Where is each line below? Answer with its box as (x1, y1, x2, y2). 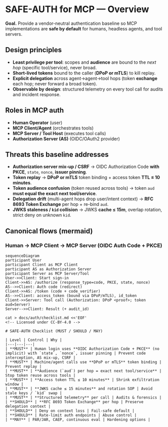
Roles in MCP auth (5, 106, 64, 115)
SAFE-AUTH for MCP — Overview (5, 4, 149, 15)
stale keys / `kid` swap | (5, 391, 62, 396)
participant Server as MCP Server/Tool (5, 271, 90, 276)
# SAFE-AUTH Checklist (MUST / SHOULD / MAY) (5, 329, 103, 334)
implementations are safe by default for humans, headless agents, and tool (5, 25, 162, 31)
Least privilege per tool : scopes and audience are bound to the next (12, 59, 156, 65)
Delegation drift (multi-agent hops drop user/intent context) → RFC (12, 196, 153, 202)
